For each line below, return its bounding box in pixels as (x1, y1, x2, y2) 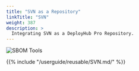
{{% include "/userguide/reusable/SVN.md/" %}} (6, 59, 126, 66)
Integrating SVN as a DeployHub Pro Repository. (11, 31, 134, 37)
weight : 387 (6, 20, 36, 25)
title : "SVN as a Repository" (6, 8, 81, 15)
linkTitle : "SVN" (6, 14, 49, 20)
